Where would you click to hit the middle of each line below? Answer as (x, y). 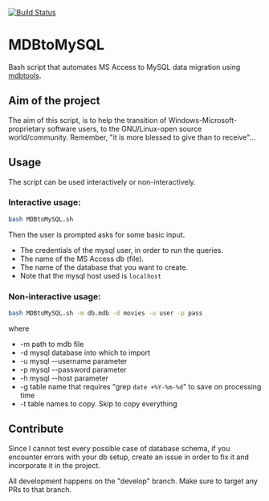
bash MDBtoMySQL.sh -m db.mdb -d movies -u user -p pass (106, 313)
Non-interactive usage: (55, 296)
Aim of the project (54, 101)
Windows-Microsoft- (203, 120)
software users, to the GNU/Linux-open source (124, 128)
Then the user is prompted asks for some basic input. (97, 234)
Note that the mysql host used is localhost (91, 275)
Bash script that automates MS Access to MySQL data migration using (124, 67)
